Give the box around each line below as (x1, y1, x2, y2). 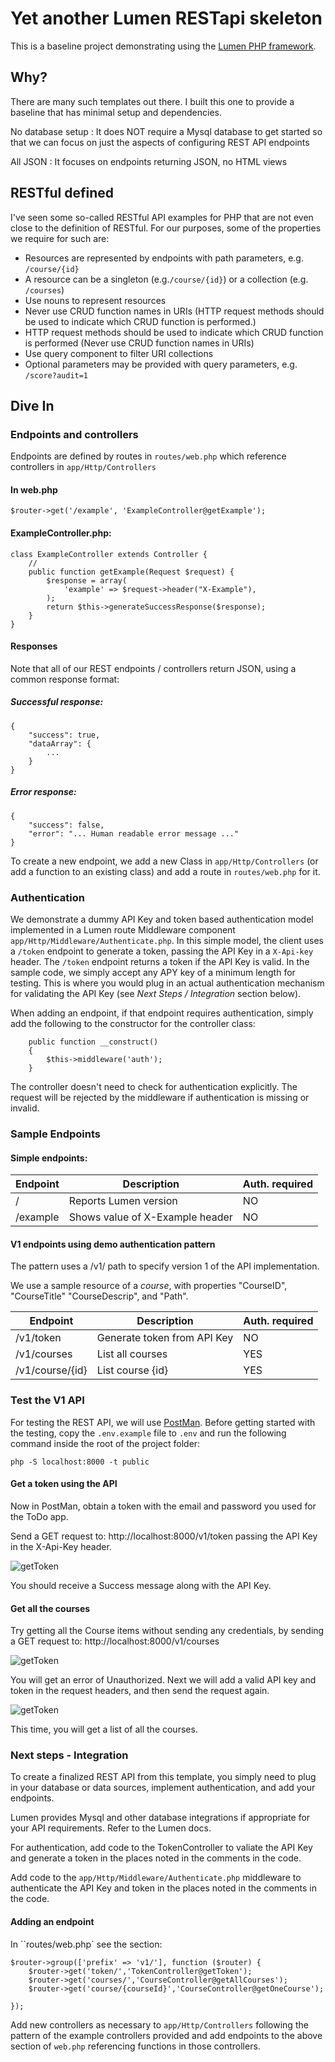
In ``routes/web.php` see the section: (10, 1938, 163, 1950)
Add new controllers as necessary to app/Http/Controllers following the (10, 2018, 309, 2031)
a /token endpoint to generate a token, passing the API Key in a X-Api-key (10, 945, 314, 957)
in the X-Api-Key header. (10, 1540, 112, 1552)
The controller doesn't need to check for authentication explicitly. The (10, 1081, 298, 1093)
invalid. (10, 1102, 40, 1114)
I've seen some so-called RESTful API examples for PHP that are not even (10, 211, 314, 223)
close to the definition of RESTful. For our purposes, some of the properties (10, 222, 322, 234)
